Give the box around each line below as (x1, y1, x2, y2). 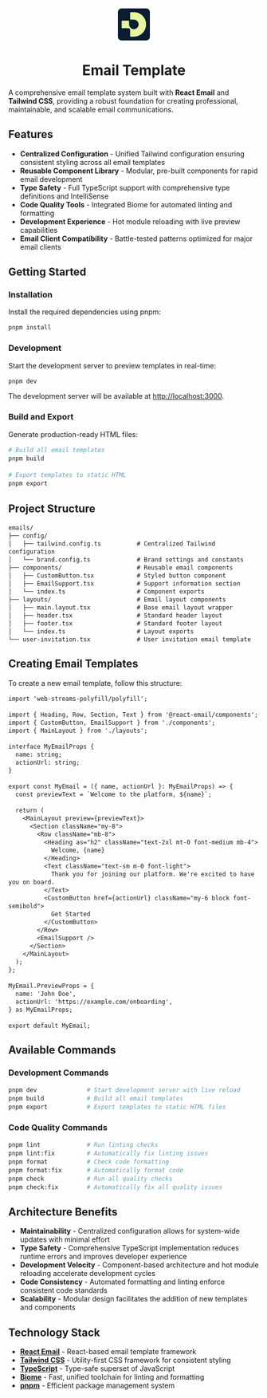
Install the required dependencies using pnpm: (8, 307, 161, 317)
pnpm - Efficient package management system (19, 1380, 175, 1391)
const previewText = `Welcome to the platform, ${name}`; (15, 790, 213, 798)
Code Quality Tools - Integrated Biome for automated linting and (19, 199, 233, 209)
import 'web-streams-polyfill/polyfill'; (8, 695, 148, 703)
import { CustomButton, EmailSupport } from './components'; (8, 719, 216, 727)
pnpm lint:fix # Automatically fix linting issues (8, 1149, 209, 1158)
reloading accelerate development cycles (19, 1269, 155, 1278)
